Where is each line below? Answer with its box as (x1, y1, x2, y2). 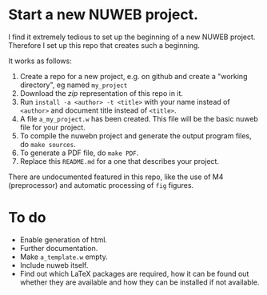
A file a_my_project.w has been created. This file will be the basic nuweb (19, 114, 258, 123)
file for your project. (19, 122, 86, 132)
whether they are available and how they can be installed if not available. (19, 277, 260, 287)
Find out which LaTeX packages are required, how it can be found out (19, 269, 249, 278)
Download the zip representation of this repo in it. (19, 88, 184, 98)
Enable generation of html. (19, 234, 108, 245)
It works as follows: (8, 56, 72, 66)
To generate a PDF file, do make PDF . (19, 148, 139, 157)
